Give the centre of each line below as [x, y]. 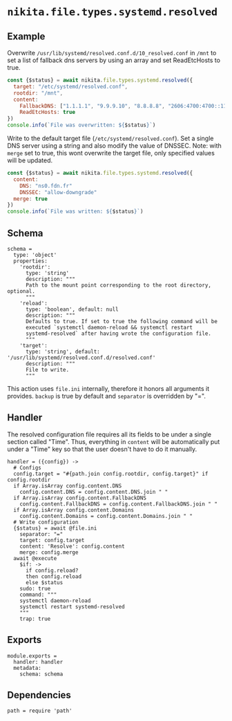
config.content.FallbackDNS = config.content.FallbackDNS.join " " [118, 504]
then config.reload [53, 576]
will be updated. [30, 160]
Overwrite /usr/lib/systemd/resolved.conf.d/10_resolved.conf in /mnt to [112, 53]
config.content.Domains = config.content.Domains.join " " [106, 516]
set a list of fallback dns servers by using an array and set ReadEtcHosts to [114, 60]
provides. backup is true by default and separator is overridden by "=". [106, 396]
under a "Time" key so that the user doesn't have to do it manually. [102, 449]
